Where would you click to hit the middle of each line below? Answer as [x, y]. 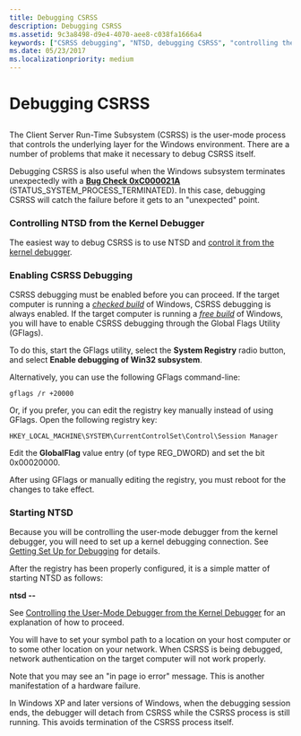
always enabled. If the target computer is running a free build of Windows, [146, 314]
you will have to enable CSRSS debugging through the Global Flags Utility [145, 323]
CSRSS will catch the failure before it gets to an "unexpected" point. [134, 199]
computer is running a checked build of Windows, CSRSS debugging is [140, 304]
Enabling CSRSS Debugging [71, 275]
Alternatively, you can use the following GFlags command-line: [125, 377]
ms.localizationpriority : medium [72, 59]
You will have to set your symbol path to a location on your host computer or [150, 640]
